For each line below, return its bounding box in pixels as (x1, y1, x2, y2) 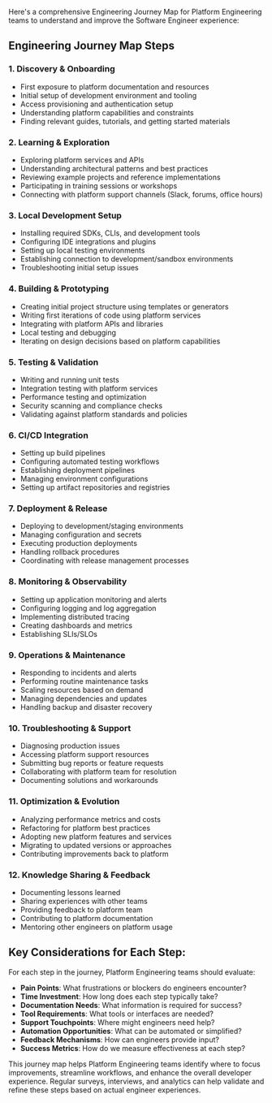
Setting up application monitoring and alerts (19, 595, 167, 604)
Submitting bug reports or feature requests (19, 759, 164, 768)
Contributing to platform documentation (19, 913, 153, 923)
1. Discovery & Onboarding (8, 63, 115, 75)
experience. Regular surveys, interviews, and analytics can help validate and (8, 1076, 265, 1086)
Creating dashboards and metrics (19, 621, 132, 630)
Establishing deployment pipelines (19, 465, 136, 475)
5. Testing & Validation (8, 357, 99, 368)
